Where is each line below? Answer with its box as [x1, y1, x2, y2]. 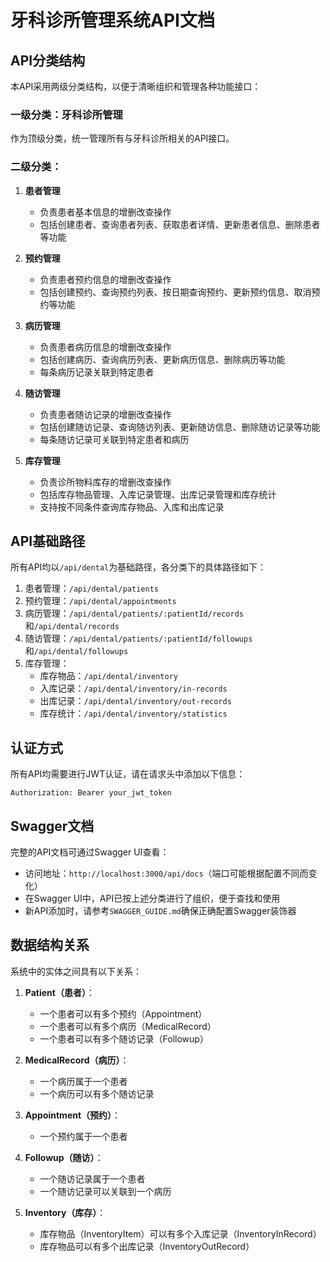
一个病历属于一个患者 [39, 1075, 128, 1087]
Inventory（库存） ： [24, 1206, 107, 1218]
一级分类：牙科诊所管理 [10, 107, 123, 121]
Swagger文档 [10, 817, 95, 835]
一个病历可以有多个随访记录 [39, 1087, 155, 1100]
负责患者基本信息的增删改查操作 [39, 206, 172, 218]
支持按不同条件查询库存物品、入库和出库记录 [39, 501, 225, 513]
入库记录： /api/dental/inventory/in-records [39, 682, 228, 695]
